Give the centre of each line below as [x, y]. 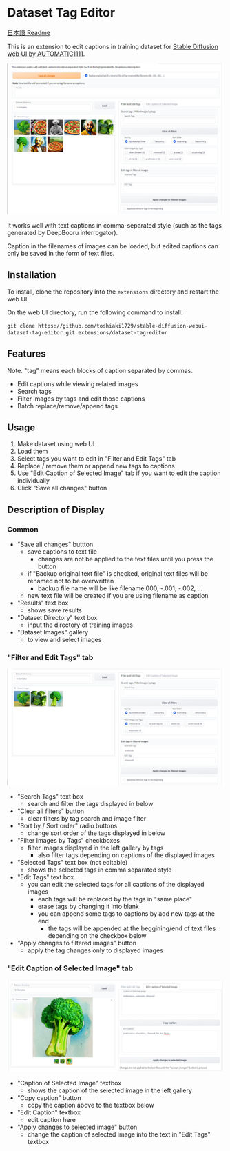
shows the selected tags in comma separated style [100, 870]
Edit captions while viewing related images [77, 383]
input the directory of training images [80, 625]
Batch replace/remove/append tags [67, 406]
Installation [32, 275]
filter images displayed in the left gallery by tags [95, 848]
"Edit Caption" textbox [49, 1112]
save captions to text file [62, 552]
